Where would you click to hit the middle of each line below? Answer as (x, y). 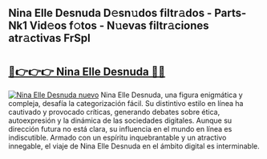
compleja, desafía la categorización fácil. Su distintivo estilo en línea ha (126, 103)
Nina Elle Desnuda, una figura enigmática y (172, 95)
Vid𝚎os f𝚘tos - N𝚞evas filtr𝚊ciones (119, 26)
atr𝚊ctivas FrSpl (49, 38)
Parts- (230, 13)
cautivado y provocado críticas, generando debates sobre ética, (114, 112)
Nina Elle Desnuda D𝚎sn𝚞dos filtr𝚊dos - (110, 13)
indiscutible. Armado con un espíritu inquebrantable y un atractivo (117, 137)
